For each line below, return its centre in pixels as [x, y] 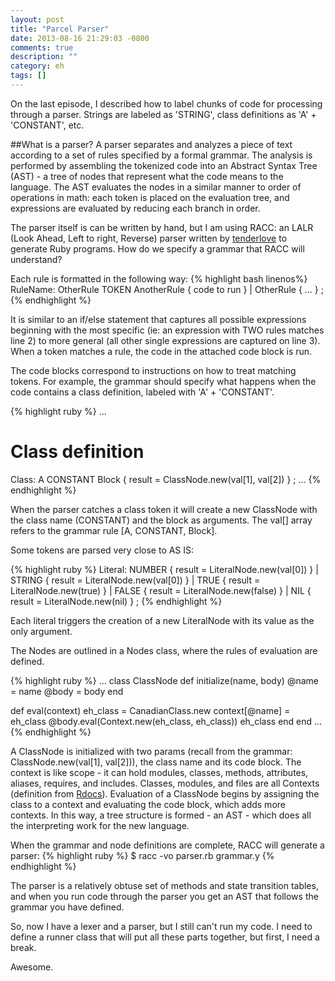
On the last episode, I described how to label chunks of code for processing [166, 103]
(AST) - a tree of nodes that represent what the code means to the [147, 176]
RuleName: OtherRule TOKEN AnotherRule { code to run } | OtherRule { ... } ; [167, 289]
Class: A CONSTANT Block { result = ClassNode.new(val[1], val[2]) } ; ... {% [166, 479]
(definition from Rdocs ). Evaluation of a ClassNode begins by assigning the [165, 793]
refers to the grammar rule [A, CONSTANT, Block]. [114, 530]
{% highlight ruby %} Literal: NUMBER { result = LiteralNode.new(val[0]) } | [164, 569]
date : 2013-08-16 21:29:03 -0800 [80, 38]
